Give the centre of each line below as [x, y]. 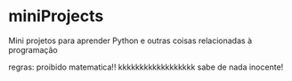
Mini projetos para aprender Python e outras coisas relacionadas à [130, 40]
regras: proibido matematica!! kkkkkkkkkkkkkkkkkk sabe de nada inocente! [146, 67]
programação [33, 49]
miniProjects [56, 16]
